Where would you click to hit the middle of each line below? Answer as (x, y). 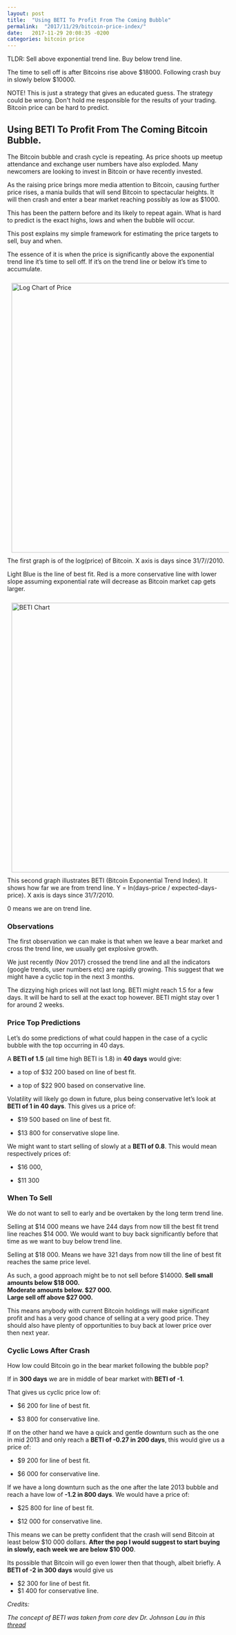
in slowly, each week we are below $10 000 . (71, 1549)
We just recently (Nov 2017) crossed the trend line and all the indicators (109, 962)
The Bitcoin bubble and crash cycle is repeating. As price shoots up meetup (115, 157)
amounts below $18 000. (43, 1282)
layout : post (26, 13)
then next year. (28, 1333)
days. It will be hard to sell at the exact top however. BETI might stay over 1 (113, 998)
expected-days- (194, 887)
